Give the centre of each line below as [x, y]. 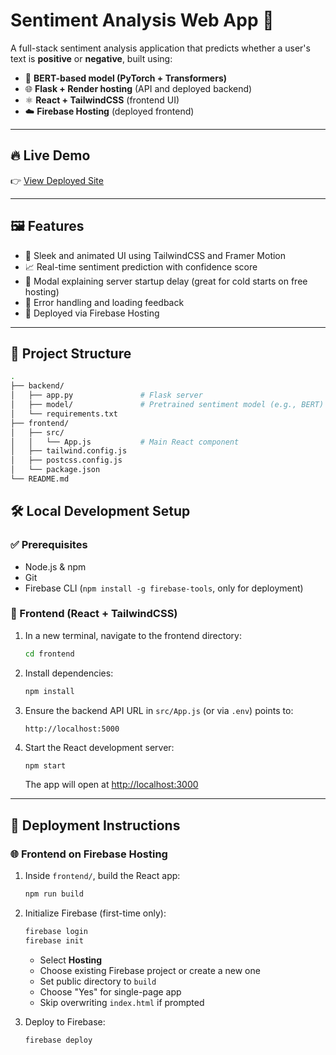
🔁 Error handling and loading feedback [104, 302]
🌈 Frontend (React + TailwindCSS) [94, 614]
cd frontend [49, 654]
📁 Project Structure [71, 353]
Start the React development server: [99, 747]
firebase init [54, 940]
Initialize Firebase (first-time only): [95, 913]
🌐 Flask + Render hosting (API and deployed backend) [138, 88]
